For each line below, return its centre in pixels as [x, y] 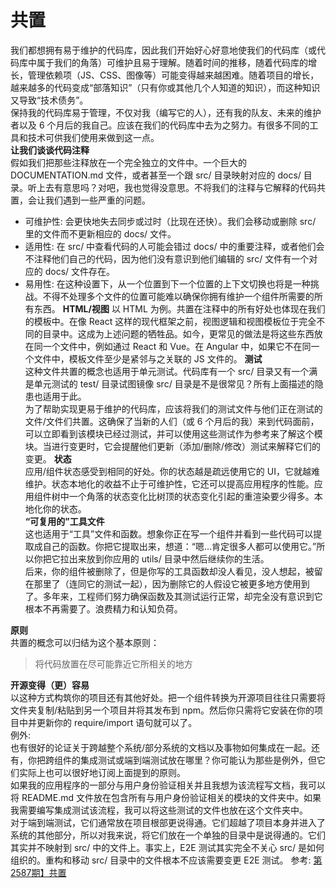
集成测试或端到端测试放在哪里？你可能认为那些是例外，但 [198, 760]
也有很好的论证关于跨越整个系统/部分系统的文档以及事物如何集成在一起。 [161, 747]
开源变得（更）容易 [50, 685]
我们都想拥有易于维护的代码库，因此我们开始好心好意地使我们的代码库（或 [163, 50]
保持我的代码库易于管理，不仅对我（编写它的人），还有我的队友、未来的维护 [166, 112]
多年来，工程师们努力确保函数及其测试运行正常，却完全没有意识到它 [182, 596]
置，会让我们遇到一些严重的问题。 [80, 200]
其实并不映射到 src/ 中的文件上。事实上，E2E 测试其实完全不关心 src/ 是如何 [167, 847]
